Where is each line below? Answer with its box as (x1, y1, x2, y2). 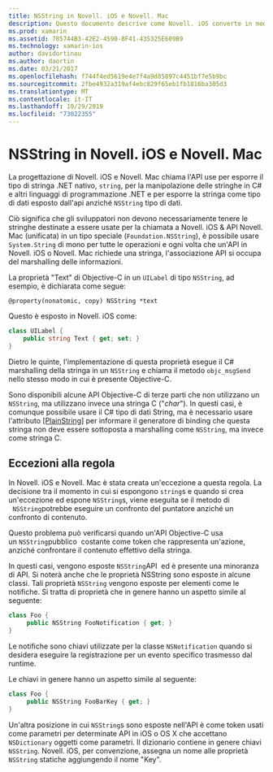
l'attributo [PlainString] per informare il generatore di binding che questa (8, 415, 250, 425)
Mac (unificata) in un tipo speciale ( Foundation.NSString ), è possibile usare (8, 231, 260, 241)
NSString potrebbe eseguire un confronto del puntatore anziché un (11, 504, 234, 514)
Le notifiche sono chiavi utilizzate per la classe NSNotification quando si (8, 641, 253, 651)
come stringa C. (8, 432, 63, 443)
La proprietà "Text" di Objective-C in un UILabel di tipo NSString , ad (8, 272, 235, 282)
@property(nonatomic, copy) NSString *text (8, 297, 158, 305)
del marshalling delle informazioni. (8, 257, 123, 267)
